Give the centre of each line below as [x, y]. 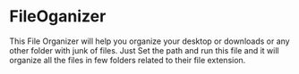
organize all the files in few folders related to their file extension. [128, 60]
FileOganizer [58, 16]
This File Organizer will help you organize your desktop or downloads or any [149, 41]
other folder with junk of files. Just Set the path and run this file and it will [144, 50]
